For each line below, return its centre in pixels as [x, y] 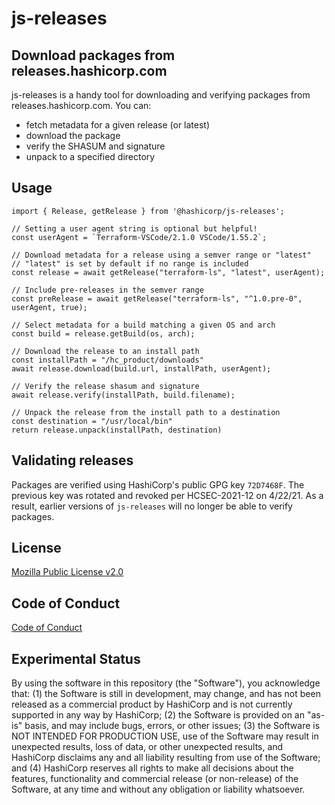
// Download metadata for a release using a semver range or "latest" [161, 255]
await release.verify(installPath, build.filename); [123, 395]
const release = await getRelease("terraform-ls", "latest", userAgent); [168, 272]
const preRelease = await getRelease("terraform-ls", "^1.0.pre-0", [157, 298]
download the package [73, 135]
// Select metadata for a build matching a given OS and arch [143, 325]
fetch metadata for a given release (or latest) [118, 125]
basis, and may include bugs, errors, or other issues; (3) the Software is [172, 726]
